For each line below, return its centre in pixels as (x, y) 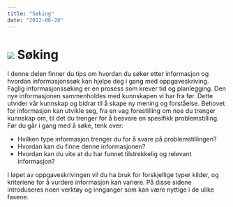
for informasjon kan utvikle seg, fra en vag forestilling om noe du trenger (112, 111)
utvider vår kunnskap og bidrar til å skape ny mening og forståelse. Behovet (116, 103)
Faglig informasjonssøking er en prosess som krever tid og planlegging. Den (117, 89)
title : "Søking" (31, 14)
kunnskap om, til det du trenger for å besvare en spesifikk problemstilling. (113, 118)
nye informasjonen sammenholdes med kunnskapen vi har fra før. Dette (110, 96)
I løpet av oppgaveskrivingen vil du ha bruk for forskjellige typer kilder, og (113, 175)
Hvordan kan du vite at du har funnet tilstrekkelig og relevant (104, 154)
